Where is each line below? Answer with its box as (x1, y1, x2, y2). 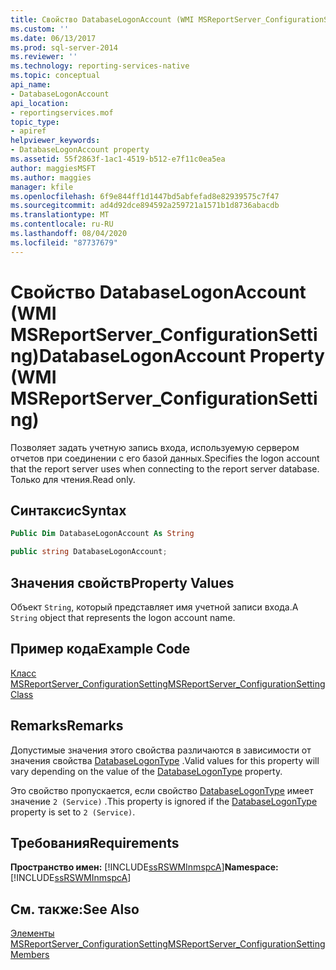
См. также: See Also (10, 901, 140, 918)
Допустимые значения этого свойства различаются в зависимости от (10, 744, 312, 756)
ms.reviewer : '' (10, 52, 78, 62)
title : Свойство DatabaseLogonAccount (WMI (10, 14, 195, 25)
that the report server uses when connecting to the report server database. (10, 462, 320, 475)
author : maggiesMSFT (10, 163, 97, 173)
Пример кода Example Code (10, 641, 191, 658)
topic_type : (10, 117, 60, 127)
